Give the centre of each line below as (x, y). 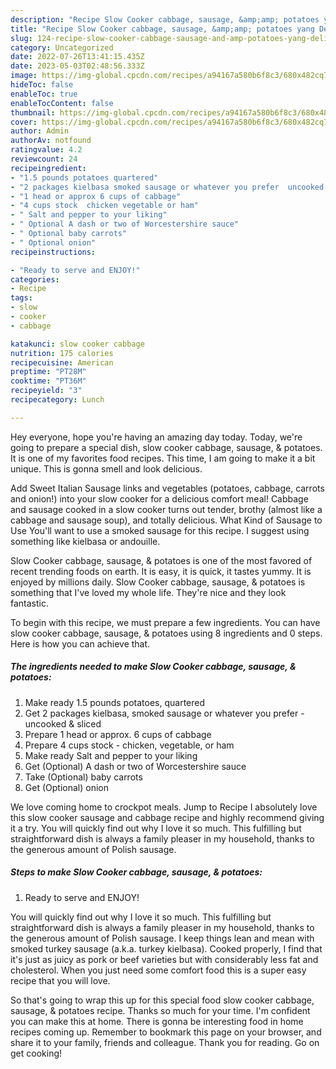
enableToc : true (44, 94)
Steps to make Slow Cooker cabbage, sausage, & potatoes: (136, 872)
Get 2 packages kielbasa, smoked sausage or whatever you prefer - (164, 713)
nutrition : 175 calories (62, 353)
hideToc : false (42, 85)
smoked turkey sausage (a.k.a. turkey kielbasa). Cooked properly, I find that (166, 948)
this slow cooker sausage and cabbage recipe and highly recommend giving (167, 817)
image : (24, 76)
